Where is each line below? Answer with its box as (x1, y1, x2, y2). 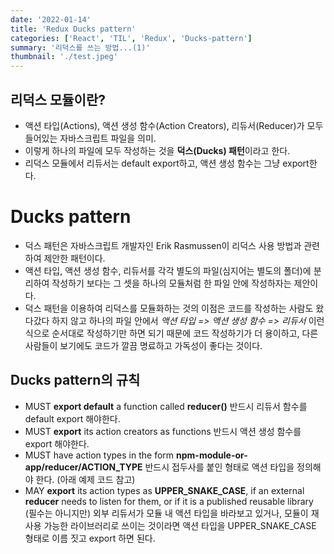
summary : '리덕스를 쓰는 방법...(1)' (10, 42, 151, 53)
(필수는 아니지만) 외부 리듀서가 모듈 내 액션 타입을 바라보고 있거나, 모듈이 (24, 507, 309, 519)
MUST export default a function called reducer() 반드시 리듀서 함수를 (24, 400, 308, 412)
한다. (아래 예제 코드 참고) (35, 473, 136, 485)
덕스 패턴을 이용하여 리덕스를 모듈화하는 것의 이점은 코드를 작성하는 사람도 (24, 302, 314, 314)
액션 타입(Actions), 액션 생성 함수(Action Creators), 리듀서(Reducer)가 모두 (24, 119, 324, 131)
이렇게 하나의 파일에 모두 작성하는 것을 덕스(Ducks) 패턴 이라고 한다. (24, 144, 291, 156)
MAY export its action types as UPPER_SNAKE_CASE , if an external (24, 484, 305, 496)
